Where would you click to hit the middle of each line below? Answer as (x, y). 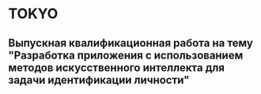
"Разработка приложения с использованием (126, 55)
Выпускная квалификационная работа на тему (130, 43)
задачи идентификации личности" (99, 80)
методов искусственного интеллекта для (117, 68)
